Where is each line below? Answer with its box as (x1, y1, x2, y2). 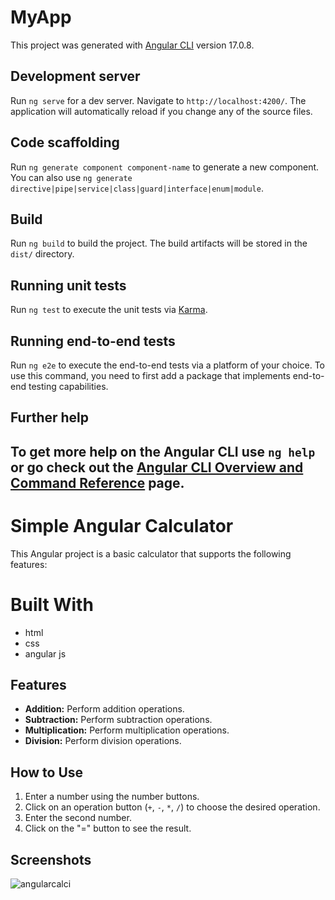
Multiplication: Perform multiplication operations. (24, 724, 230, 736)
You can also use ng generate (10, 171, 133, 183)
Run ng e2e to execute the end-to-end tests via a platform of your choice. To (10, 359, 326, 371)
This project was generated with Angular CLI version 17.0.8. (10, 39, 255, 51)
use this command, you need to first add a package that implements (10, 370, 291, 381)
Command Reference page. (10, 474, 185, 491)
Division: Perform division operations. (24, 735, 182, 747)
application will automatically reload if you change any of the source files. (10, 105, 313, 117)
